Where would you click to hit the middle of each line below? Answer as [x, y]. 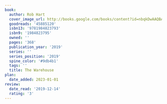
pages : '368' [23, 42]
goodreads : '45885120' [33, 24]
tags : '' [18, 65]
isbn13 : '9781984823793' [35, 28]
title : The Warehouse [32, 70]
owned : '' [19, 38]
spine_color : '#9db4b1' [34, 61]
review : [13, 84]
